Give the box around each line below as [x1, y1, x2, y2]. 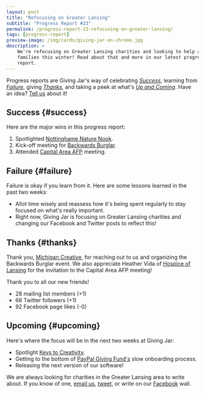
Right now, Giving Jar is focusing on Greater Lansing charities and [15, 213, 181, 221]
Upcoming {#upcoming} [6, 320, 101, 331]
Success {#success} [6, 107, 87, 118]
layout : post [6, 9, 40, 15]
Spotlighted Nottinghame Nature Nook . [15, 135, 113, 143]
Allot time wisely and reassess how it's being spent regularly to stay [15, 200, 186, 208]
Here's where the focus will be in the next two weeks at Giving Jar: [6, 336, 174, 344]
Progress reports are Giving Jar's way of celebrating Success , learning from [6, 77, 198, 84]
